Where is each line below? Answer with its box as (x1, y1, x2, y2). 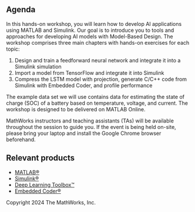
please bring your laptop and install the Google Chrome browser (6, 130, 162, 137)
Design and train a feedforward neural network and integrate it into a (14, 57, 181, 64)
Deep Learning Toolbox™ (14, 181, 75, 188)
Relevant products (6, 153, 75, 163)
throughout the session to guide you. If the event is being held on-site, (6, 123, 176, 130)
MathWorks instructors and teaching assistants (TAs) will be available (6, 117, 174, 124)
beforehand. (6, 135, 36, 143)
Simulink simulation (14, 63, 62, 70)
